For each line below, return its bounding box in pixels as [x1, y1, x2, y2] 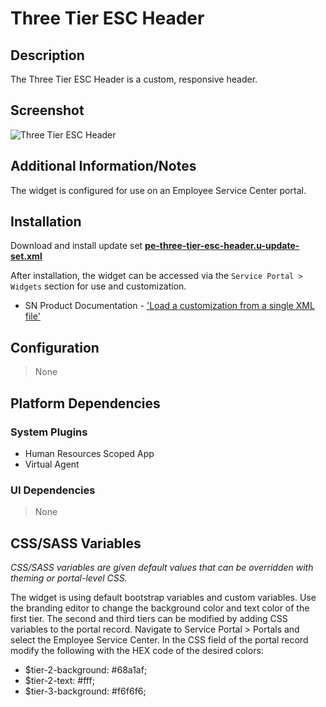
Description [10, 47, 85, 64]
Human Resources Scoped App [24, 447, 155, 459]
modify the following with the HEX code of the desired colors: [10, 645, 264, 657]
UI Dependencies [10, 483, 96, 497]
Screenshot [10, 102, 85, 119]
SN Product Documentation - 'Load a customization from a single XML [24, 300, 315, 312]
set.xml [10, 250, 43, 262]
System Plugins [10, 425, 88, 439]
